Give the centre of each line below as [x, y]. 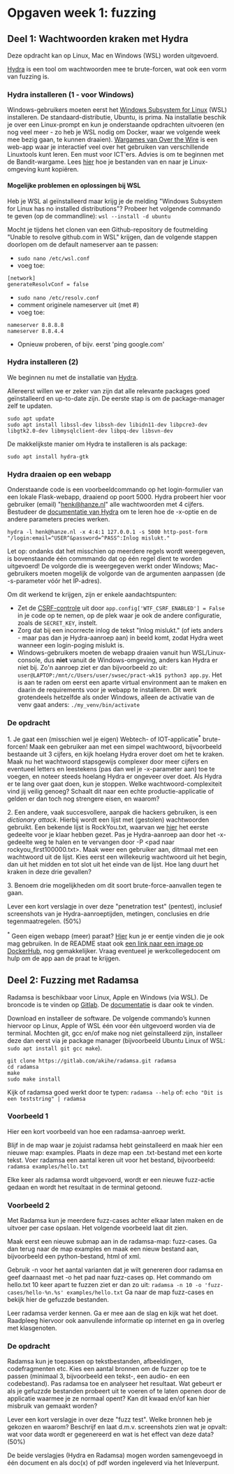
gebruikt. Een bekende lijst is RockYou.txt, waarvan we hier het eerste [108, 827]
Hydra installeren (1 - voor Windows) [71, 94]
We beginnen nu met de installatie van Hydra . [73, 377]
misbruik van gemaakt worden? [52, 1406]
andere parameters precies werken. [59, 519]
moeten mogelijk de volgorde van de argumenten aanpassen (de [132, 574]
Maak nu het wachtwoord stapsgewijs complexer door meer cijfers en [108, 761]
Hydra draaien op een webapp [59, 474]
